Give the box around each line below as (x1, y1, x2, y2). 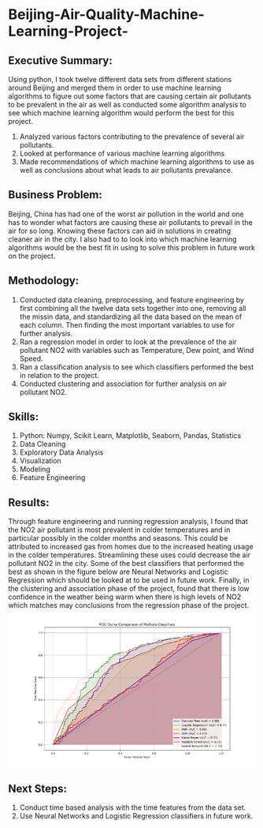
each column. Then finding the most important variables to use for (19, 320, 235, 329)
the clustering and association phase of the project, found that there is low (8, 584, 250, 594)
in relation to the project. (19, 370, 100, 380)
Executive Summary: (8, 54, 113, 67)
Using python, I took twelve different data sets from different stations (8, 75, 232, 84)
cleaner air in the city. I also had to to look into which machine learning (8, 234, 237, 244)
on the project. (8, 251, 56, 260)
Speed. (19, 354, 43, 363)
